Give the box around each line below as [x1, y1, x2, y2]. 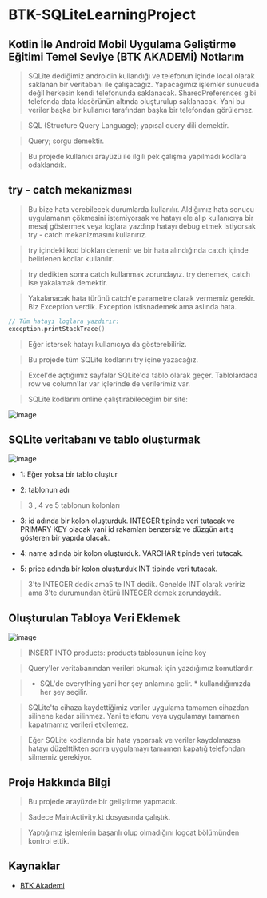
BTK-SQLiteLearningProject [8, 6, 196, 24]
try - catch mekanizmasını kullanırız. [27, 229, 148, 239]
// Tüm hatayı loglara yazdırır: [8, 317, 120, 325]
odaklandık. [27, 160, 66, 170]
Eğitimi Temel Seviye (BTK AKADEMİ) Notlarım [8, 50, 245, 63]
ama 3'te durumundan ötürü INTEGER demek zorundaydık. [27, 588, 221, 597]
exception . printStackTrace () [8, 325, 106, 333]
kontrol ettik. [27, 836, 70, 845]
